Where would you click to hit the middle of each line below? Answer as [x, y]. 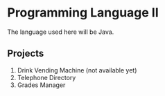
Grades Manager [41, 85]
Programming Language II [83, 13]
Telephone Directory [46, 77]
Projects [26, 54]
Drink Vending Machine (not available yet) [77, 70]
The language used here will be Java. [61, 32]
